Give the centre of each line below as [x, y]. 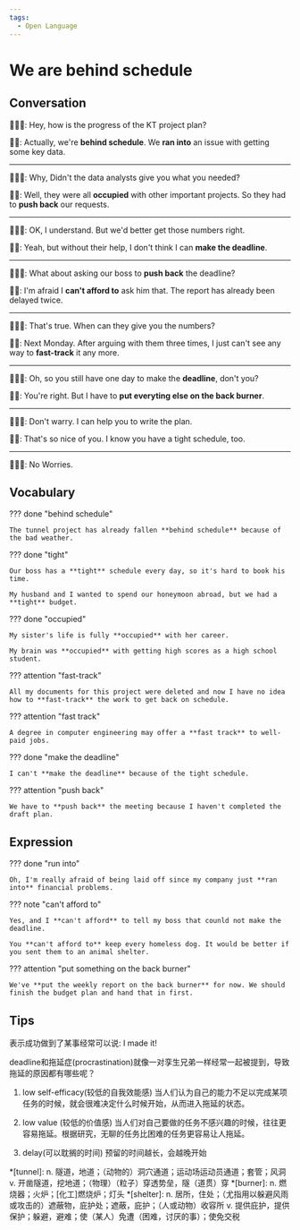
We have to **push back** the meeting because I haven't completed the [145, 807]
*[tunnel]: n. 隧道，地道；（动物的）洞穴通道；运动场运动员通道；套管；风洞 [148, 1171]
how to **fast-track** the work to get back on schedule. [119, 700]
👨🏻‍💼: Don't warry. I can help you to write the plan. [101, 421]
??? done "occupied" [48, 619]
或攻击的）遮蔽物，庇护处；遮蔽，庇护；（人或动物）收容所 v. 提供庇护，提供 [150, 1205]
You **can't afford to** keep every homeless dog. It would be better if [150, 944]
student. [25, 659]
